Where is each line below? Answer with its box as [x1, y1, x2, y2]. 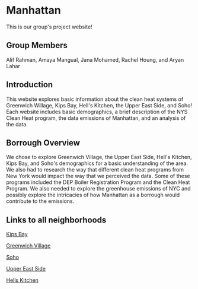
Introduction [6, 80, 53, 90]
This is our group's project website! [6, 23, 93, 30]
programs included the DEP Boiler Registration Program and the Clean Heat [6, 179, 190, 186]
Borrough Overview [6, 138, 80, 148]
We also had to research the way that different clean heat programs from [6, 166, 184, 173]
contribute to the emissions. [6, 198, 75, 205]
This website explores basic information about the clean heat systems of [6, 96, 184, 103]
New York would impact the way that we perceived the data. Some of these [6, 173, 191, 180]
